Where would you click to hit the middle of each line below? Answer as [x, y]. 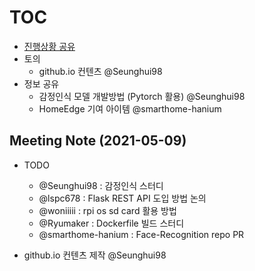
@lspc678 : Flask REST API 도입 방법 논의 [122, 198]
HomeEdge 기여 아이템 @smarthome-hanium [130, 108]
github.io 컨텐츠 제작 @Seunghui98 [95, 255]
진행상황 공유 [49, 46]
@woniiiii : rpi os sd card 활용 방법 [107, 210]
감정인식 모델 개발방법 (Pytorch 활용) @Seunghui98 [142, 96]
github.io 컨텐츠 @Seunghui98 [100, 71]
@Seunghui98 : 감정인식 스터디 [101, 185]
